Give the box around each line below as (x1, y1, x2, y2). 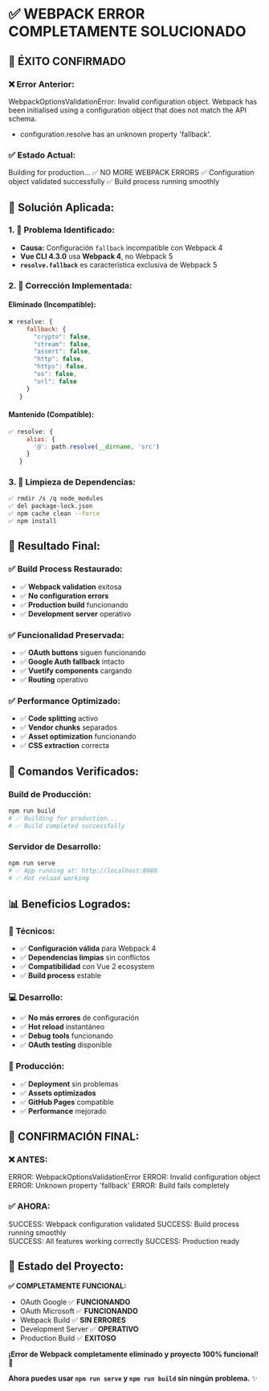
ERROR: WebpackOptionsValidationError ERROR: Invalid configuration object (8, 1172, 261, 1182)
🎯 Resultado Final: (8, 539, 100, 553)
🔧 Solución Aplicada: (8, 200, 115, 214)
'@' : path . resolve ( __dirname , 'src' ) (33, 443, 160, 451)
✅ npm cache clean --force (8, 509, 100, 518)
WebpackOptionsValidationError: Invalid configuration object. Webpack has (8, 96, 258, 106)
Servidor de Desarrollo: (8, 841, 102, 852)
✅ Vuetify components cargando (19, 665, 132, 675)
